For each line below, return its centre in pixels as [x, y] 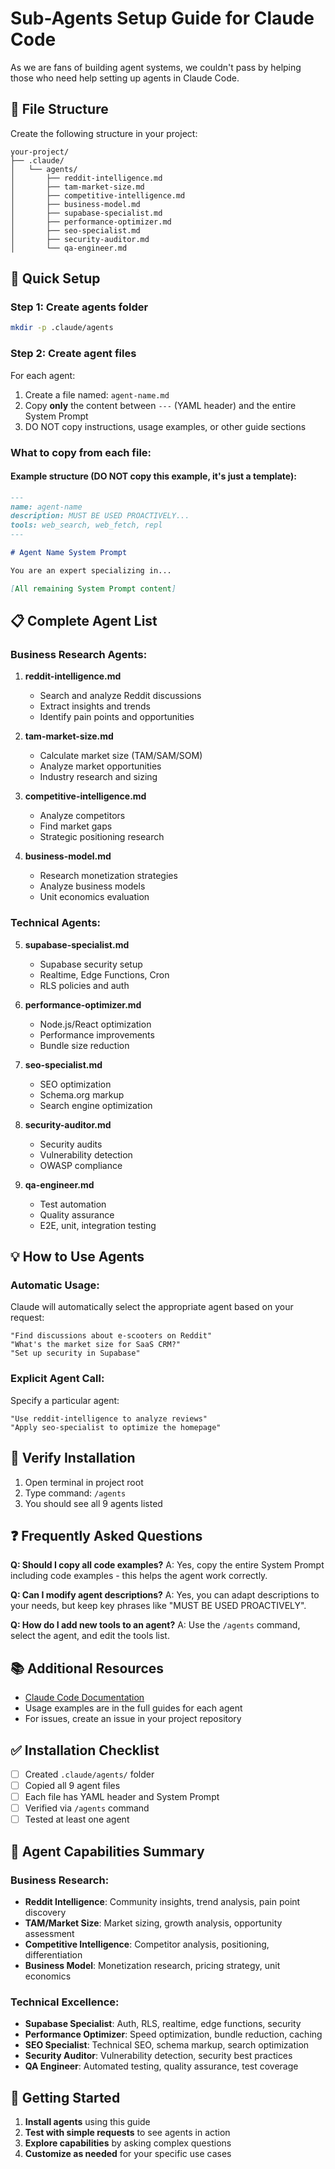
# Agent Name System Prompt [69, 553]
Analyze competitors [82, 816]
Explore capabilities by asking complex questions [128, 2143]
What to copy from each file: [81, 452]
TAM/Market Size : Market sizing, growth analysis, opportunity [153, 1923]
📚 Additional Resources [87, 1668]
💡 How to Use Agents [77, 1257]
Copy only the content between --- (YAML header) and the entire [160, 405]
